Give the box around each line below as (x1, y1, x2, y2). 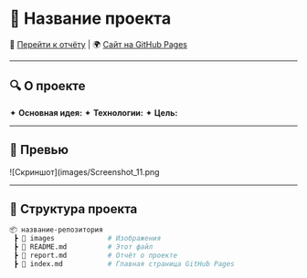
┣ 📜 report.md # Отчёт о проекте (13, 251, 178, 260)
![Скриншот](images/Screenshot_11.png (9, 166, 160, 177)
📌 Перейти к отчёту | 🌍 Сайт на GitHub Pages (9, 38, 187, 49)
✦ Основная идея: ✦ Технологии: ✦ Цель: (9, 107, 178, 118)
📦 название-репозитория (9, 225, 103, 235)
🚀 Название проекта (9, 8, 172, 29)
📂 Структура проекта (9, 201, 138, 217)
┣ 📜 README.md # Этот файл (13, 242, 153, 252)
